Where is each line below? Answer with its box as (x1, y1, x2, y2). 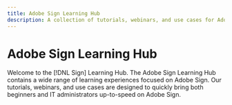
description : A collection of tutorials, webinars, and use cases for (7, 16, 215, 23)
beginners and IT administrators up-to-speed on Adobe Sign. (7, 91, 182, 99)
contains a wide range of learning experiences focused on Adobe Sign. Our (7, 76, 222, 84)
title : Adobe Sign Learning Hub (7, 10, 100, 17)
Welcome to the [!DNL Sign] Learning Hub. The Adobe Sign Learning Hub (7, 69, 216, 77)
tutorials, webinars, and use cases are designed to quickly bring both (7, 83, 204, 91)
